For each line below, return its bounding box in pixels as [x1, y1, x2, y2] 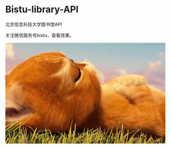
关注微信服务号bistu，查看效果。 [5, 32, 74, 38]
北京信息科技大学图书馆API [5, 21, 62, 27]
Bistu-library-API [5, 4, 79, 15]
